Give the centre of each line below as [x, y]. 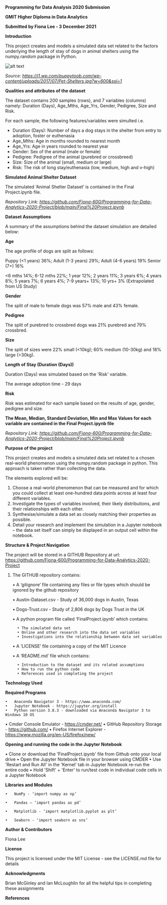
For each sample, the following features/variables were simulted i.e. [75, 121]
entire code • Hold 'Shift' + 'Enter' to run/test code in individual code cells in [83, 770]
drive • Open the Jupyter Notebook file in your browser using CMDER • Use [83, 759]
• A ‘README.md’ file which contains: [51, 656]
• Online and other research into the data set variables [79, 633]
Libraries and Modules [29, 785]
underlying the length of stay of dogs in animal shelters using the [72, 51]
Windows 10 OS [20, 715]
